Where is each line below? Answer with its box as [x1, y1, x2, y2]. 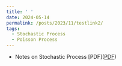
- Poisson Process [11, 37, 58, 43]
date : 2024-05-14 [6, 14, 50, 20]
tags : [6, 25, 20, 32]
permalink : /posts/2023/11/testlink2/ [6, 20, 103, 26]
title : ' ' [6, 8, 34, 15]
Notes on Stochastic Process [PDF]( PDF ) [14, 53, 117, 60]
